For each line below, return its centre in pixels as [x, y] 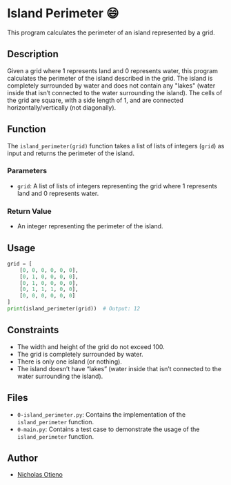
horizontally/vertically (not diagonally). [62, 107]
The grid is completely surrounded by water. [80, 354]
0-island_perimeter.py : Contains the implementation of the [101, 414]
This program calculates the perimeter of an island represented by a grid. [111, 32]
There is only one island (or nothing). [70, 362]
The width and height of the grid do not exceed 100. [91, 346]
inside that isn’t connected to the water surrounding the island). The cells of [115, 92]
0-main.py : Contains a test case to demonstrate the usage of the [108, 429]
